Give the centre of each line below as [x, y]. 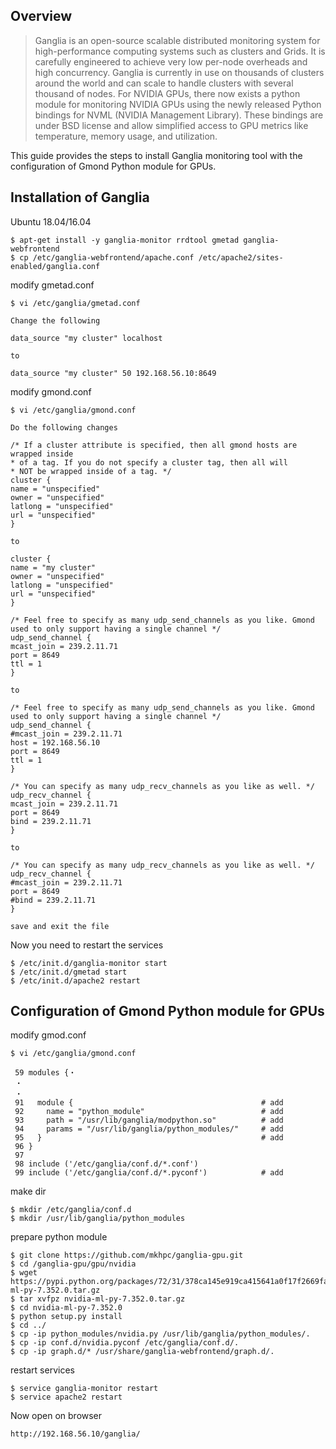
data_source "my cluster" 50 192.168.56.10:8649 [113, 373]
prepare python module [59, 1237]
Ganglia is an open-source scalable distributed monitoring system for [177, 40]
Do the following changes [64, 427]
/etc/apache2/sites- [241, 257]
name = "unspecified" [55, 489]
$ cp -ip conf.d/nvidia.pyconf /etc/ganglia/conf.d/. [125, 1343]
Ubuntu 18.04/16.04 [51, 221]
